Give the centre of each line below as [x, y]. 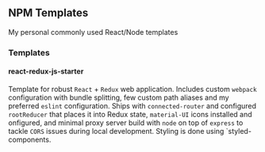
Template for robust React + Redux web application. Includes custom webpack [132, 89]
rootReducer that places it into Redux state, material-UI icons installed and [130, 114]
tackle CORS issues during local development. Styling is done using [116, 131]
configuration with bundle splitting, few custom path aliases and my [119, 97]
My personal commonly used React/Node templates [93, 32]
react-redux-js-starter [46, 71]
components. [30, 139]
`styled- [239, 131]
